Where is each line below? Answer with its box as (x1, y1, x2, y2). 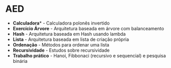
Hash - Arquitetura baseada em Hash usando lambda (12, 31, 126, 37)
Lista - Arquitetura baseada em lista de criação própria (12, 36, 129, 42)
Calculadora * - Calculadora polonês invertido (12, 20, 110, 26)
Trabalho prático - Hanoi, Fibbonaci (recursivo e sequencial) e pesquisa (12, 52, 166, 59)
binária (12, 58, 28, 64)
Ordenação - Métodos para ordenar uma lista (12, 41, 109, 48)
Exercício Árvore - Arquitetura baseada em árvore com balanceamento (12, 25, 164, 31)
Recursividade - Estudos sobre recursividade (12, 47, 110, 53)
